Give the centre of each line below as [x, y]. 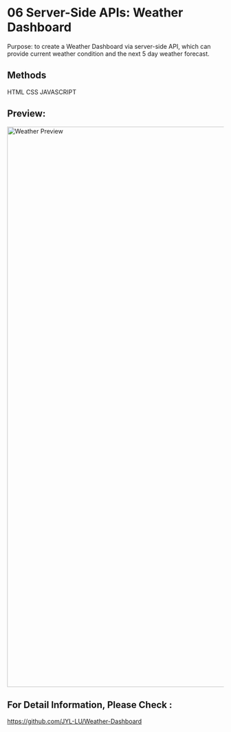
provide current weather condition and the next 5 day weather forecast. [108, 54]
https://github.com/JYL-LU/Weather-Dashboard [75, 722]
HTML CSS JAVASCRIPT [42, 92]
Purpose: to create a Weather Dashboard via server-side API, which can [109, 46]
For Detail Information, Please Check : [90, 705]
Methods [27, 75]
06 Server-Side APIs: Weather [95, 13]
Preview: [26, 114]
